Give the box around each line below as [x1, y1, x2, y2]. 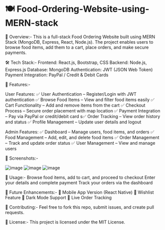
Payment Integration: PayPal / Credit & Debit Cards [5, 72, 109, 78]
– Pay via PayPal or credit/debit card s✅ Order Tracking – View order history [5, 113, 161, 119]
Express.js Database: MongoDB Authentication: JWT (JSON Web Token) [5, 66, 153, 72]
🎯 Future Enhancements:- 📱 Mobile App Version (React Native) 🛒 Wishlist [5, 189, 154, 195]
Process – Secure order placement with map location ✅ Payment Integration [5, 108, 161, 114]
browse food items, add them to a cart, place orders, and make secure [5, 44, 149, 50]
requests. [5, 209, 25, 215]
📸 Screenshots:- [5, 155, 39, 161]
